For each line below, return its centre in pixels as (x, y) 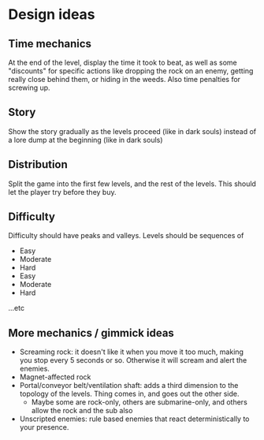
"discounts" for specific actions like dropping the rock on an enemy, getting (131, 71)
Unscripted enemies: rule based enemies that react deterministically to (134, 419)
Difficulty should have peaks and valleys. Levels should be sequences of (126, 236)
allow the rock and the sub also (82, 411)
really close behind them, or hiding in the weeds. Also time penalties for (125, 79)
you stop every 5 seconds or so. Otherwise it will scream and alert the (133, 360)
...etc (17, 308)
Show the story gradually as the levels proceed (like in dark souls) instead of (132, 131)
